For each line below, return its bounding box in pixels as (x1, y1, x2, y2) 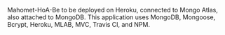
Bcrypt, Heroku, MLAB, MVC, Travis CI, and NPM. (7, 21, 151, 28)
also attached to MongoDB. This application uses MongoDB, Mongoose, (7, 13, 216, 21)
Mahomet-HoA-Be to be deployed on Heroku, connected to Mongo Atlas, (7, 6, 219, 14)
